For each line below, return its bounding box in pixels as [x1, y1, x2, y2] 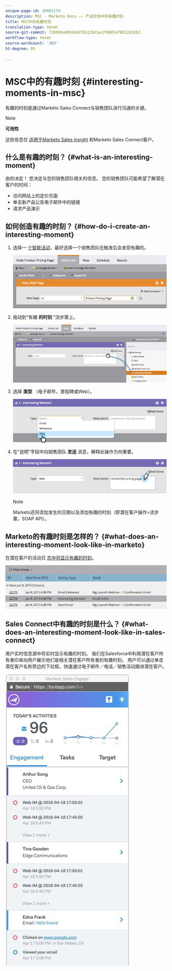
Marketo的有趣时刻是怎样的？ [5, 532, 100, 541]
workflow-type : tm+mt [5, 35, 52, 41]
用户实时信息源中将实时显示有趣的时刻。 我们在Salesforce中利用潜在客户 [5, 650, 160, 656]
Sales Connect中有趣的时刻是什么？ [5, 620, 120, 629]
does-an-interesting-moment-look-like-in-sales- [5, 628, 165, 637]
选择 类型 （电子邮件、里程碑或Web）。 [12, 388, 95, 394]
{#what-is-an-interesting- [67, 153, 153, 161]
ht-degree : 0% [5, 46, 36, 51]
